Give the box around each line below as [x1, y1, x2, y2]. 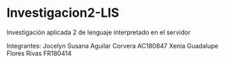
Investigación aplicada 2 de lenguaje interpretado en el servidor [6, 28, 191, 36]
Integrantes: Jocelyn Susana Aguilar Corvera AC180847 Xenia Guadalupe [6, 41, 219, 50]
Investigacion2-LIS [6, 5, 120, 21]
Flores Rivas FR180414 [6, 49, 71, 57]
